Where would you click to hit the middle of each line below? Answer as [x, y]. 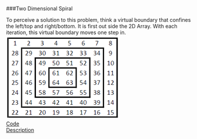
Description [20, 130]
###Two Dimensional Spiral [39, 9]
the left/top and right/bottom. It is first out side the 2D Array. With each [92, 26]
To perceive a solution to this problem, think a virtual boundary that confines [98, 20]
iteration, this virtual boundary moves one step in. [66, 32]
